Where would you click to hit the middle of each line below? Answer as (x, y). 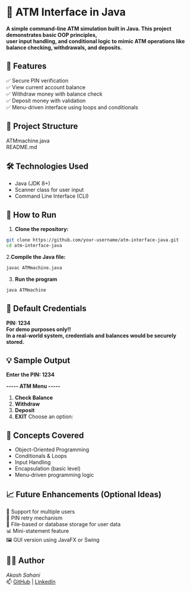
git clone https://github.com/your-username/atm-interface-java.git (93, 240)
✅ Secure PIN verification (37, 80)
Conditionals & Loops (41, 456)
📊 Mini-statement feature (38, 530)
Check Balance (34, 398)
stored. (15, 342)
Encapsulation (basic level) (48, 469)
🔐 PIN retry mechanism (34, 518)
